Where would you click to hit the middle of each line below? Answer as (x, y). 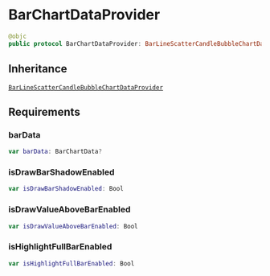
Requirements (44, 111)
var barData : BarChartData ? (55, 152)
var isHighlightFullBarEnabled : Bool (72, 263)
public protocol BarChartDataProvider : (75, 43)
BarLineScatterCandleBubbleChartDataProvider (86, 87)
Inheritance (38, 69)
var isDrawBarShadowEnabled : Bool (66, 189)
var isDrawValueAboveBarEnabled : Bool (73, 226)
